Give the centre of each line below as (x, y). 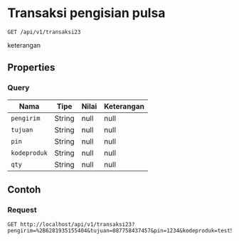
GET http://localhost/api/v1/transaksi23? (71, 225)
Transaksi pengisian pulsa (86, 13)
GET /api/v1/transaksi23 (44, 32)
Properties (31, 68)
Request (22, 210)
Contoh (24, 190)
